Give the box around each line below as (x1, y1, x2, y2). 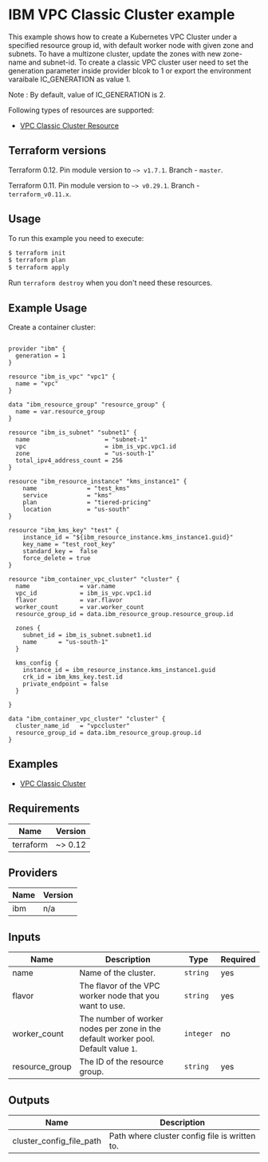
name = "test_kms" (22, 484, 130, 492)
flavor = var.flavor (15, 596, 124, 604)
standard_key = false (22, 547, 98, 555)
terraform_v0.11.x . (8, 189, 72, 199)
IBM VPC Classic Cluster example (8, 6, 235, 24)
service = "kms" (22, 492, 112, 500)
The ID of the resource (79, 1056, 164, 1067)
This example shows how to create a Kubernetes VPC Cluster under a (8, 32, 238, 41)
